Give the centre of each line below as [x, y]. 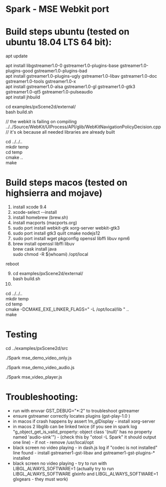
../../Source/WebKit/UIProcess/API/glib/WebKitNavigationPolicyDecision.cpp [83, 127]
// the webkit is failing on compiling [41, 122]
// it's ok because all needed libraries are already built [60, 132]
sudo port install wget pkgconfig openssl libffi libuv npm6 [71, 239]
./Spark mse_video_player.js [34, 377]
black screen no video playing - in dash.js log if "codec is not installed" [85, 447]
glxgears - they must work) [40, 479]
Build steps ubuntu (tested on [68, 32]
